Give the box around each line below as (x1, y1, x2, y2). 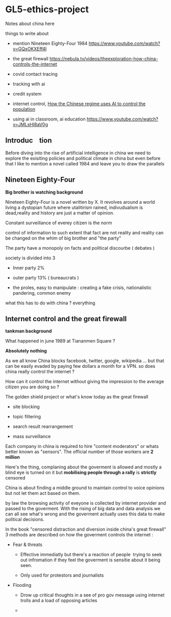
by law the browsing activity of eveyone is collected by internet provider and (5, 500, 166, 506)
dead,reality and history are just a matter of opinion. (5, 209, 114, 216)
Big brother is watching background (5, 189, 83, 195)
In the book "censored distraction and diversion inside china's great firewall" (5, 526, 166, 532)
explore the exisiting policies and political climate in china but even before (5, 155, 161, 161)
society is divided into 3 (5, 254, 56, 261)
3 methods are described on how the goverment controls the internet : (5, 532, 153, 538)
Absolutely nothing (5, 348, 47, 354)
